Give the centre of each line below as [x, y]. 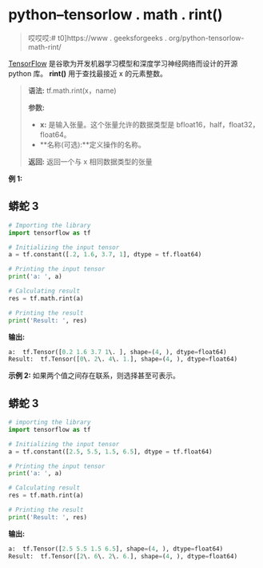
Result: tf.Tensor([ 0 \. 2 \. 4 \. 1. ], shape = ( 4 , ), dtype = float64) [123, 359]
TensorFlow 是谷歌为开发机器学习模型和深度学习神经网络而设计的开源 [123, 63]
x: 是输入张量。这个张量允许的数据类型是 [107, 124]
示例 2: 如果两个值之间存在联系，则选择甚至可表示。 [94, 376]
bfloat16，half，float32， [218, 124]
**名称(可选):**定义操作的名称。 [92, 144]
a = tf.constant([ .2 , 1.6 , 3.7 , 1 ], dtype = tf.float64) [105, 255]
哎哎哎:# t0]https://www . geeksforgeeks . [98, 38]
